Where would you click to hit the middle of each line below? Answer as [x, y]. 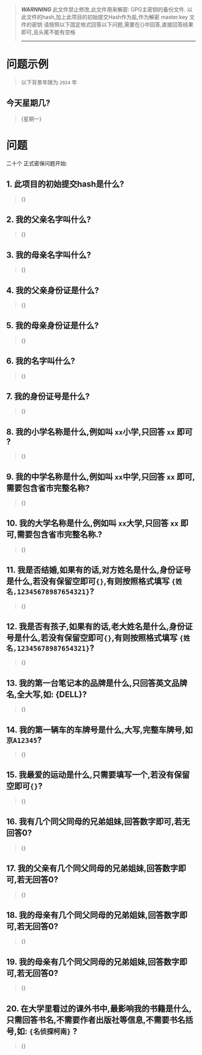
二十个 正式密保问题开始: [37, 163]
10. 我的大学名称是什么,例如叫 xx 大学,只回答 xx [92, 524]
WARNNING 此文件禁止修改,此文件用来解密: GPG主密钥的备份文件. [103, 9]
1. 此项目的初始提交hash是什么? [65, 184]
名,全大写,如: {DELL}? [47, 694]
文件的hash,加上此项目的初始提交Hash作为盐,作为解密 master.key [107, 17]
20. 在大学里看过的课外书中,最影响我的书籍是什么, [99, 1008]
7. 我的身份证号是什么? [48, 396]
